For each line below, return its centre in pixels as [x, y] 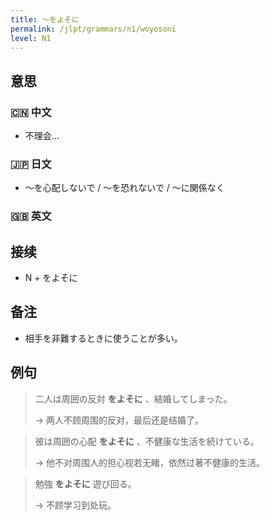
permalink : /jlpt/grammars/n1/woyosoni [93, 29]
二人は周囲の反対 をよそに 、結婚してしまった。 [133, 398]
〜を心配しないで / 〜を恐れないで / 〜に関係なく [124, 188]
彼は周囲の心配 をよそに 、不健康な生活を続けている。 [147, 441]
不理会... [42, 136]
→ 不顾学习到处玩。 [75, 505]
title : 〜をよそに [45, 19]
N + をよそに [51, 278]
